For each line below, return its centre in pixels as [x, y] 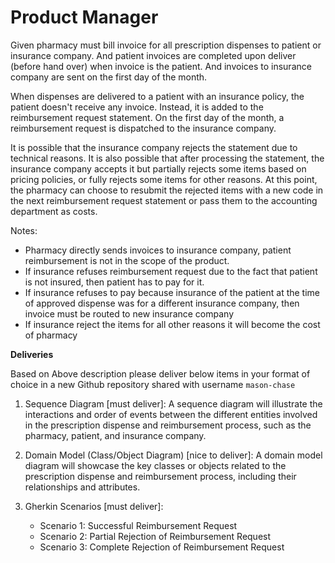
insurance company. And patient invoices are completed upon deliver [153, 55]
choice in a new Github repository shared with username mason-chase [153, 384]
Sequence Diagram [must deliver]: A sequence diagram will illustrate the [173, 403]
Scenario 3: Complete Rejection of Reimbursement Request [162, 547]
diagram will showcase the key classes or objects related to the [155, 465]
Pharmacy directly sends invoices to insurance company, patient [158, 250]
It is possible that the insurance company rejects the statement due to [154, 147]
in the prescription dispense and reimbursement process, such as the [168, 425]
